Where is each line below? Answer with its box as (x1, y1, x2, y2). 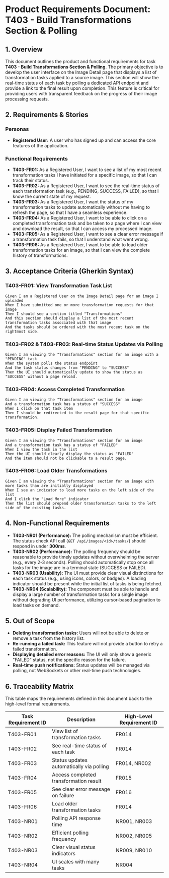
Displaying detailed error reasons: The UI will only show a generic (12, 651, 152, 657)
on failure (52, 792, 74, 799)
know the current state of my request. (12, 193, 92, 199)
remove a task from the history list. (12, 635, 85, 641)
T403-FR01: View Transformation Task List (5, 282, 112, 289)
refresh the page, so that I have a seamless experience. (12, 209, 128, 215)
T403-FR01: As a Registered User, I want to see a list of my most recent (12, 167, 162, 173)
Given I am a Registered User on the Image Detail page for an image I (5, 294, 158, 299)
